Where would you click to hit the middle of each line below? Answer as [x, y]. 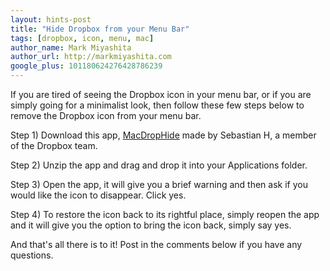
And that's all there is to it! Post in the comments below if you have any [156, 244]
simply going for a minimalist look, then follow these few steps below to [157, 105]
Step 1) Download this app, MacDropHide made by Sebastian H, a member [163, 135]
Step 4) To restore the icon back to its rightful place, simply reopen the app [165, 214]
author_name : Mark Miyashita [71, 47]
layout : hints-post [51, 19]
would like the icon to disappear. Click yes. [98, 195]
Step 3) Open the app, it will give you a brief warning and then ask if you [159, 184]
